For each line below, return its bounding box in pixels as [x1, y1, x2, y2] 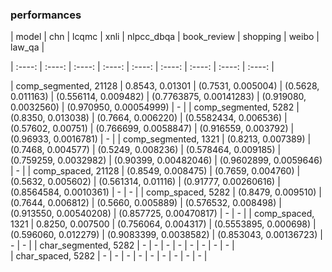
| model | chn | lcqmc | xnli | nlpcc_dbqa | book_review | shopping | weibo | [10, 31, 320, 43]
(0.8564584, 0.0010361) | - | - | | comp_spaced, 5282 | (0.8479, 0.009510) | [10, 186, 323, 198]
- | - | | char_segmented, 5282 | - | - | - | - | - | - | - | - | [10, 239, 235, 252]
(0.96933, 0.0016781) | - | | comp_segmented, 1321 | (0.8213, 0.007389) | [10, 133, 312, 145]
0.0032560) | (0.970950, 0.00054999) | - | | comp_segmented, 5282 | [10, 101, 300, 113]
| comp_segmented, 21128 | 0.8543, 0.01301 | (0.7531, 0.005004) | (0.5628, [10, 80, 320, 92]
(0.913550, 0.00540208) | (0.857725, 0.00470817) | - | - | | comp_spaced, [10, 208, 315, 220]
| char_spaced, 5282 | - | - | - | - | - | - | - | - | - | [10, 250, 208, 262]
